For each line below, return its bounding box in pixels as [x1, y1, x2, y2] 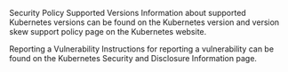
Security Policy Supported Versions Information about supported [9, 8, 246, 18]
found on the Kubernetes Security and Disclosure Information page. [9, 53, 258, 63]
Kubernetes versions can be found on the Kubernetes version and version [9, 17, 280, 28]
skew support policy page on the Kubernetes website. [9, 27, 207, 36]
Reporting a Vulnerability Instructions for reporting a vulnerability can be [9, 44, 274, 54]
